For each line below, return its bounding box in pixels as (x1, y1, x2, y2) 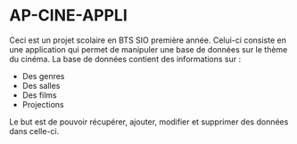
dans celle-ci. (9, 125, 60, 136)
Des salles (21, 80, 61, 91)
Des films (21, 90, 58, 100)
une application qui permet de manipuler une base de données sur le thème (9, 44, 288, 54)
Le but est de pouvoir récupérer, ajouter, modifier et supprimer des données (9, 116, 289, 127)
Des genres (21, 70, 65, 81)
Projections (21, 99, 64, 109)
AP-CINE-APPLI (9, 5, 128, 26)
